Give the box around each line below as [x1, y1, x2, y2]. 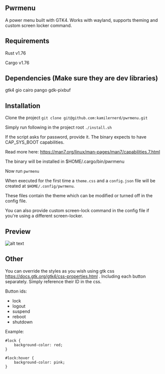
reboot [12, 313, 26, 319]
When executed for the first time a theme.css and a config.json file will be [5, 178, 156, 184]
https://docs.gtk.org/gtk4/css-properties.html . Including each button [5, 273, 146, 279]
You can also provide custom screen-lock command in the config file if [5, 208, 149, 214]
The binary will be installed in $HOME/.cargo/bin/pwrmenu [5, 158, 124, 164]
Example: [5, 328, 24, 334]
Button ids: [5, 288, 27, 294]
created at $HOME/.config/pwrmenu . [5, 183, 75, 189]
